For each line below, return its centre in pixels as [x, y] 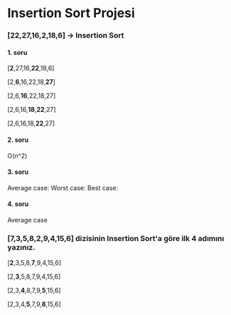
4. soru [18, 204]
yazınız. [21, 247]
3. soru [18, 172]
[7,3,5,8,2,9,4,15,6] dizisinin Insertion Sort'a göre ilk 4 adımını [116, 238]
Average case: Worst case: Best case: [63, 187]
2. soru [18, 140]
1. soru [17, 52]
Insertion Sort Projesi [71, 13]
